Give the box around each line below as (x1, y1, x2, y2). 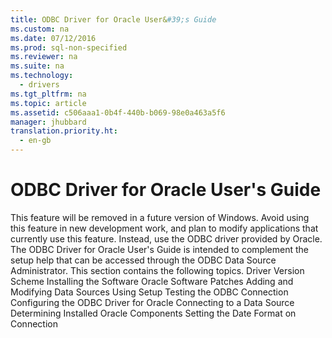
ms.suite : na (10, 61, 65, 71)
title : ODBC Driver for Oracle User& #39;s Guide (10, 14, 217, 25)
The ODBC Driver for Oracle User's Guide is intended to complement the (10, 243, 309, 255)
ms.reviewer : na (10, 52, 78, 62)
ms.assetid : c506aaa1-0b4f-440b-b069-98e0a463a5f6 (10, 107, 226, 118)
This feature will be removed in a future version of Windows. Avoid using (10, 211, 310, 223)
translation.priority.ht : (10, 126, 118, 136)
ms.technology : (10, 71, 74, 81)
